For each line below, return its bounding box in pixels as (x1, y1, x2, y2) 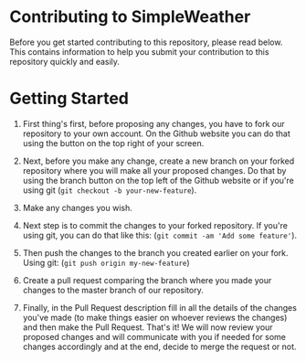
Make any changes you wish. (22, 202, 132, 213)
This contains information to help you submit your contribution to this (9, 46, 269, 57)
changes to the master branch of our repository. (22, 284, 204, 295)
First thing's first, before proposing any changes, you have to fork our (22, 118, 285, 129)
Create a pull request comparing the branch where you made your (22, 274, 272, 285)
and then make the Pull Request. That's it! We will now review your (22, 322, 273, 333)
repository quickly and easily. (9, 56, 121, 67)
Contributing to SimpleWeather (9, 6, 251, 27)
